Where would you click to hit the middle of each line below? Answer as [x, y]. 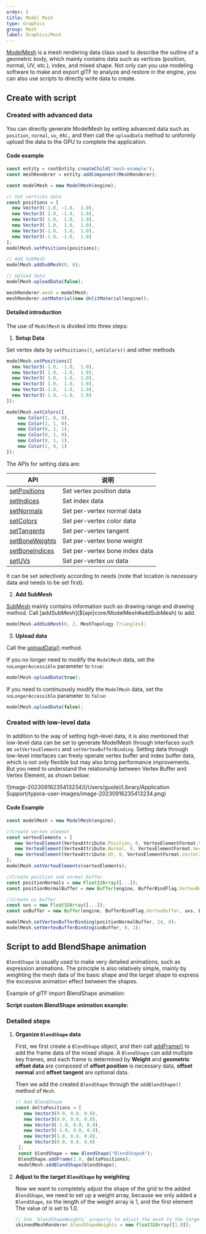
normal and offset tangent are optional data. [72, 1072]
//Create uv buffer [31, 900]
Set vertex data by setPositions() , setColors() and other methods [91, 350]
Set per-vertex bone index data [108, 550]
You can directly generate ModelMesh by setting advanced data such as [98, 128]
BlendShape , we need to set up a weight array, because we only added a [106, 1195]
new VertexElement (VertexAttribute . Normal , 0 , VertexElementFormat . [104, 849]
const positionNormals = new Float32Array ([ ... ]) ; [72, 883]
